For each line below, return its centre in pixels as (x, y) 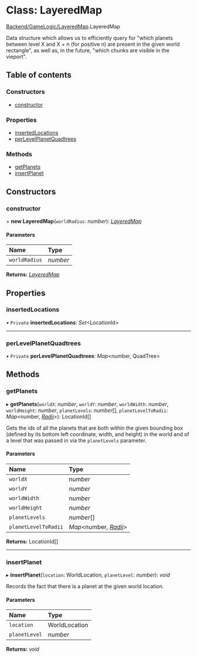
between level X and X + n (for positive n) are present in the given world (93, 44)
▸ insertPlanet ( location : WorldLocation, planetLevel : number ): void (88, 575)
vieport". (16, 56)
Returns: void (23, 649)
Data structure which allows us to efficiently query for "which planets (89, 38)
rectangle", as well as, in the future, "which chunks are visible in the (88, 50)
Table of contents (39, 75)
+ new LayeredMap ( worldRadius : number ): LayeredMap (74, 221)
